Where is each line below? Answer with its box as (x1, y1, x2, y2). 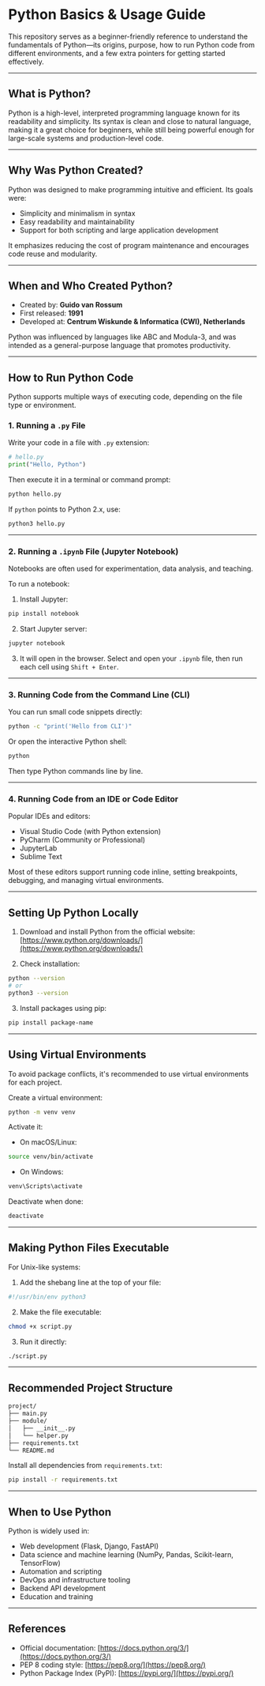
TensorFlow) (19, 1559, 61, 1568)
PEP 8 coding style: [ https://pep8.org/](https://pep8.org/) (19, 1660, 207, 1669)
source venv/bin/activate (8, 1152, 93, 1161)
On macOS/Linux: (19, 1137, 77, 1147)
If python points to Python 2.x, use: (8, 504, 121, 515)
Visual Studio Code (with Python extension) (19, 827, 162, 836)
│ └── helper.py (8, 1431, 69, 1439)
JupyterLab (19, 843, 58, 853)
